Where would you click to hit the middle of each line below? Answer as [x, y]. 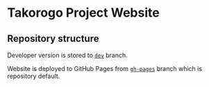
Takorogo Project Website [83, 13]
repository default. [34, 76]
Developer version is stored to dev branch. [68, 55]
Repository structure [53, 39]
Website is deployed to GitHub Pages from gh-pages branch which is [105, 69]
